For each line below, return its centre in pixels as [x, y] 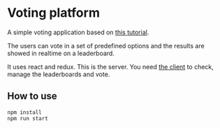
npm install [24, 112]
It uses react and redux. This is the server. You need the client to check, [111, 66]
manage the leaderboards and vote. [59, 74]
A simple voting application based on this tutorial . [78, 32]
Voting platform [53, 13]
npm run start [28, 118]
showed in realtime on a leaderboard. [61, 53]
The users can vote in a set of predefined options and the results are [106, 45]
